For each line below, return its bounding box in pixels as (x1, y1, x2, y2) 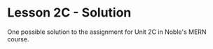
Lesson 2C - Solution (7, 5, 132, 21)
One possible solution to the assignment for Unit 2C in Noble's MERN (7, 28, 207, 36)
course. (7, 35, 29, 43)
